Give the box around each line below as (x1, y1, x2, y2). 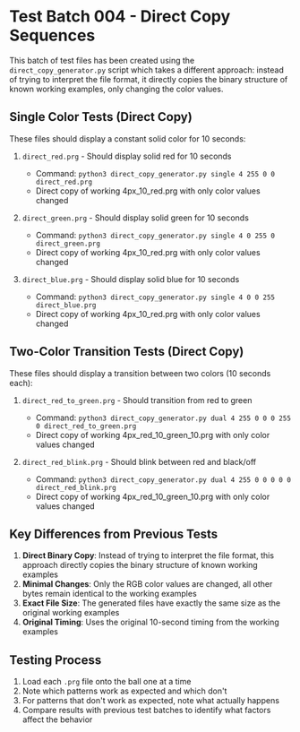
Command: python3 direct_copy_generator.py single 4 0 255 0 (35, 229, 276, 240)
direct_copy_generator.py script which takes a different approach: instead (9, 65, 284, 75)
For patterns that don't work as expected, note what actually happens (21, 695, 280, 706)
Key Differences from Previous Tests (9, 526, 219, 541)
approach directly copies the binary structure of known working (21, 560, 258, 571)
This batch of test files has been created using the (9, 55, 195, 65)
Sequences (9, 25, 96, 46)
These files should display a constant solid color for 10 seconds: (9, 133, 246, 144)
